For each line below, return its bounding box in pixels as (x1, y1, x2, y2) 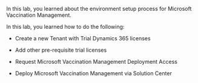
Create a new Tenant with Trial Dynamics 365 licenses (15, 35, 151, 41)
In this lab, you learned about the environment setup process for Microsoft (6, 5, 192, 12)
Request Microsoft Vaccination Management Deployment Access (15, 58, 177, 65)
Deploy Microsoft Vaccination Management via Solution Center (15, 70, 173, 77)
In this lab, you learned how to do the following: (6, 23, 125, 30)
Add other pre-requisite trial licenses (15, 46, 107, 54)
